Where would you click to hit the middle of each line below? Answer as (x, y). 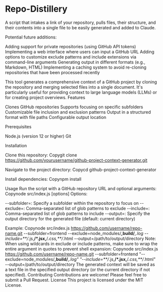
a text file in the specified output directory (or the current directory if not (78, 270)
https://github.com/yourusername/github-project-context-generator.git (76, 160)
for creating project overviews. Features (45, 97)
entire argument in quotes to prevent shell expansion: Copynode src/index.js (81, 249)
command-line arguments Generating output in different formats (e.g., (75, 62)
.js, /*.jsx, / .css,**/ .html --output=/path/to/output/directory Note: (92, 238)
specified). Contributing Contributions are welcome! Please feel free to (76, 274)
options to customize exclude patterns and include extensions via (71, 57)
